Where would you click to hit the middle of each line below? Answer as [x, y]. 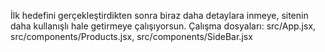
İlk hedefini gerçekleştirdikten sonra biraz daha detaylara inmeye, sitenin [159, 15]
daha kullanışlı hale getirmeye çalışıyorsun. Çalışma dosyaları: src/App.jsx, [163, 26]
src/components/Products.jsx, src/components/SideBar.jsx [131, 36]
